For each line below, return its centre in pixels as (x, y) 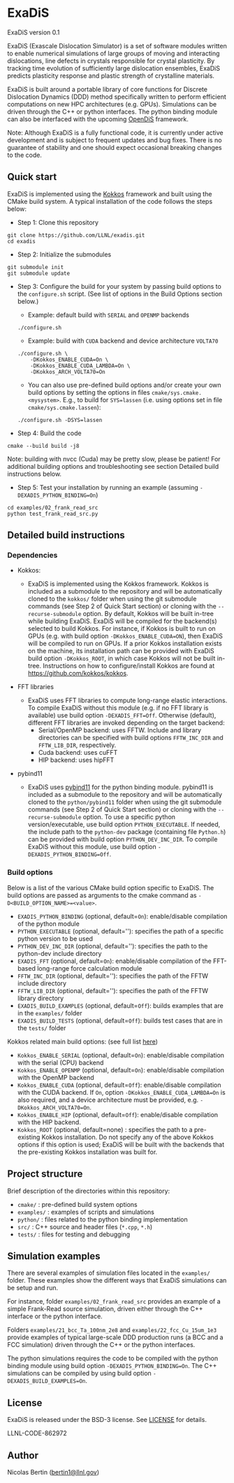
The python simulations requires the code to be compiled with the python (113, 1358)
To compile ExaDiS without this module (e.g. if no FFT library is (118, 708)
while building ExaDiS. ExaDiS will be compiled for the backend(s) (123, 621)
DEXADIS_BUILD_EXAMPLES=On (46, 1381)
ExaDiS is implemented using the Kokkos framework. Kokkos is (118, 584)
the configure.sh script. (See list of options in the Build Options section (120, 294)
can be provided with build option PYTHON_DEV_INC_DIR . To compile (123, 840)
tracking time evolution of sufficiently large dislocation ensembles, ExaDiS (114, 68)
